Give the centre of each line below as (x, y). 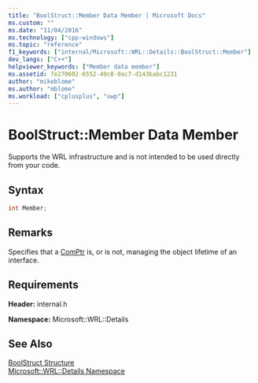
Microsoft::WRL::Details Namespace (67, 371)
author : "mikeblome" (42, 81)
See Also (30, 344)
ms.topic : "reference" (45, 45)
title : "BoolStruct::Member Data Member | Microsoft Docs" (107, 15)
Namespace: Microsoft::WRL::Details (68, 319)
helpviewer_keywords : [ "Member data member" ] (84, 67)
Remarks (31, 233)
